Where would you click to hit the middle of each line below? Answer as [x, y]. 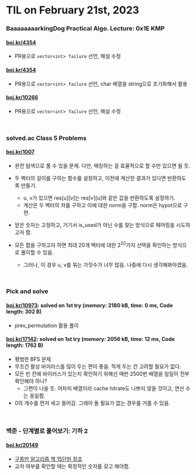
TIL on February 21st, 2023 [73, 10]
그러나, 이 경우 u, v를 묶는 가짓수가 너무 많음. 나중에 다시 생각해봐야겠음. [106, 264]
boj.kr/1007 [20, 152]
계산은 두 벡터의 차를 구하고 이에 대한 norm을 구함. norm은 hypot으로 [103, 205]
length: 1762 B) [25, 345]
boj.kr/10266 [22, 98]
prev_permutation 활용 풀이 [47, 325]
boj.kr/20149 [22, 445]
